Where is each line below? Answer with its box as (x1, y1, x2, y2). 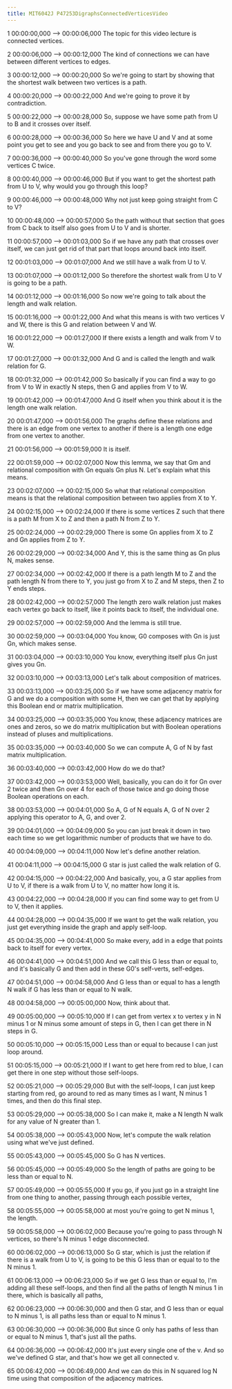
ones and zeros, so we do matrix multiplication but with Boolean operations (7, 722, 222, 731)
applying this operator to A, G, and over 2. (7, 813, 126, 821)
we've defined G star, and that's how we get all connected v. (7, 1353, 180, 1361)
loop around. (7, 1047, 43, 1056)
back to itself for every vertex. (7, 944, 93, 952)
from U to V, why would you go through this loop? (7, 182, 148, 191)
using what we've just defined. (7, 1138, 95, 1147)
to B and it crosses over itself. (7, 119, 92, 128)
